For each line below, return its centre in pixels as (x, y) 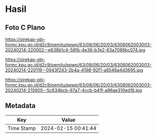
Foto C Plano (25, 28)
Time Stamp (22, 128)
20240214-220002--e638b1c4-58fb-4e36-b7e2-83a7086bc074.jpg (75, 50)
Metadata (20, 106)
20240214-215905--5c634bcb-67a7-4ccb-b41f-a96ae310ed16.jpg (74, 90)
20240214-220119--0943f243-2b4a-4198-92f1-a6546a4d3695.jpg (74, 70)
